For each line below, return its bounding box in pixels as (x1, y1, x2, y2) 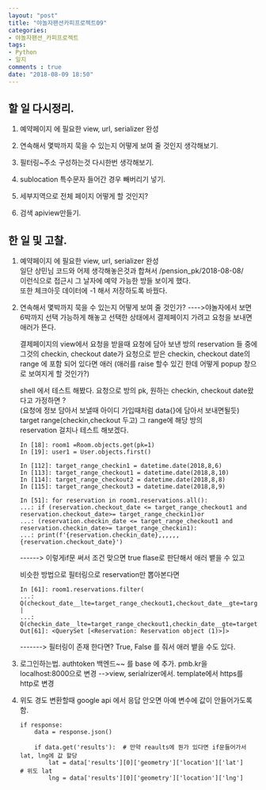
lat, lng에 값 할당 (19, 752, 78, 760)
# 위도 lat (19, 767, 53, 776)
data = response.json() (34, 728, 112, 736)
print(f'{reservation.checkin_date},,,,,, (37, 531, 180, 539)
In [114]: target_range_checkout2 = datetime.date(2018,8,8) (19, 476, 226, 484)
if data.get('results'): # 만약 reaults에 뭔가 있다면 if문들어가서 (34, 743, 247, 752)
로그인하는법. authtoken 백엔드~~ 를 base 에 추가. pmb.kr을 (19, 659, 208, 669)
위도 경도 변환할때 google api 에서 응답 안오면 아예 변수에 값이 (19, 696, 212, 705)
